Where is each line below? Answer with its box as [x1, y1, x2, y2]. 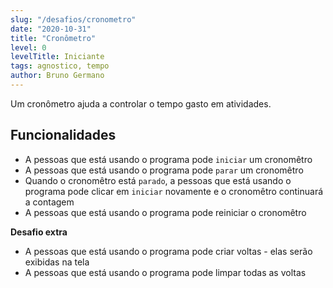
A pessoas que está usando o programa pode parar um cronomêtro [24, 164, 304, 176]
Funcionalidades [10, 127, 117, 144]
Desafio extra [10, 226, 68, 238]
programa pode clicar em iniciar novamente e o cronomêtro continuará [24, 185, 324, 197]
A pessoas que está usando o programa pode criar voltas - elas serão [24, 245, 313, 257]
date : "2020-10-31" [10, 24, 92, 34]
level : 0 [10, 42, 47, 53]
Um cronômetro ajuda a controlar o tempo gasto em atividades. [10, 97, 272, 110]
